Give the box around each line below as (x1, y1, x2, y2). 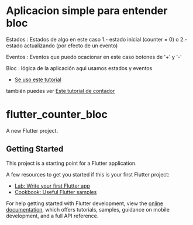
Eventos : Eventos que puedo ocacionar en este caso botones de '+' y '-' (6, 53, 182, 60)
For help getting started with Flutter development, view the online (6, 200, 164, 207)
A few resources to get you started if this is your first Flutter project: (6, 171, 170, 178)
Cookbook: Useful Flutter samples (14, 188, 97, 195)
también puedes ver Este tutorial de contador (6, 87, 115, 94)
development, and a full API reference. (6, 212, 99, 219)
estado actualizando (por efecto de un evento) (6, 42, 118, 49)
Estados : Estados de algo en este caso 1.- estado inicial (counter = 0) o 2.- (6, 36, 188, 43)
